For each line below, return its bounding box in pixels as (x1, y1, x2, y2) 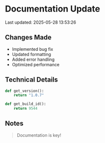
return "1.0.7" (13, 93, 44, 98)
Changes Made (5, 33, 52, 42)
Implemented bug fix (12, 46, 53, 52)
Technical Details (5, 76, 58, 84)
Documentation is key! (16, 132, 62, 138)
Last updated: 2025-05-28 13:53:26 (5, 19, 76, 25)
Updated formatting (12, 51, 52, 57)
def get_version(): (5, 88, 44, 93)
